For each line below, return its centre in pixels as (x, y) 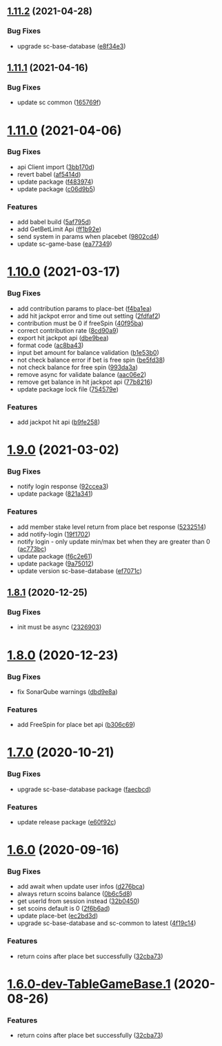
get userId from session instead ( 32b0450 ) (78, 901)
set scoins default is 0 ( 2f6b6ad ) (63, 909)
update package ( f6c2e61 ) (55, 556)
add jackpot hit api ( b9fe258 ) (59, 422)
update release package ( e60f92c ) (67, 822)
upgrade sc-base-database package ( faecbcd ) (84, 789)
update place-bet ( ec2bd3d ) (58, 916)
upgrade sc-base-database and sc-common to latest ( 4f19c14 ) (107, 923)
